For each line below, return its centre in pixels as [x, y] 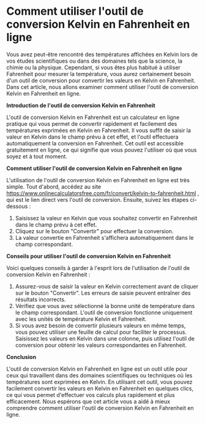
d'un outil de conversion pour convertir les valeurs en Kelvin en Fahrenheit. [101, 80]
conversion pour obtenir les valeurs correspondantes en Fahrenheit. [101, 345]
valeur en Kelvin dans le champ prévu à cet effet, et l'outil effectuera [92, 137]
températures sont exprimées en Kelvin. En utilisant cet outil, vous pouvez [99, 382]
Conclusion [21, 357]
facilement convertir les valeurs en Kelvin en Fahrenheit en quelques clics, [100, 388]
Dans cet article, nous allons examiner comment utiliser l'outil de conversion [102, 87]
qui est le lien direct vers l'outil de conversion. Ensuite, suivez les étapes [98, 199]
